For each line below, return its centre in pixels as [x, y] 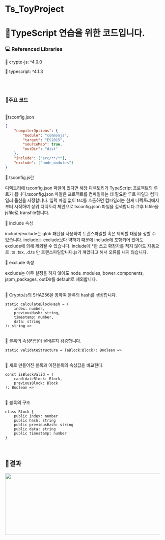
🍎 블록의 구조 [18, 402]
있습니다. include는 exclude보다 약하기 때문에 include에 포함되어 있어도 [74, 240]
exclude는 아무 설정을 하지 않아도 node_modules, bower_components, [74, 273]
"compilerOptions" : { [36, 131]
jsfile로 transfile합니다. [27, 213]
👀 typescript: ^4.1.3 [24, 71]
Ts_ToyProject [35, 9]
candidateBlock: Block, [38, 379]
